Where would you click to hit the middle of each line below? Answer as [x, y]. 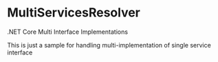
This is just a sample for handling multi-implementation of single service [109, 45]
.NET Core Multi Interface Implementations [68, 32]
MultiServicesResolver [74, 13]
